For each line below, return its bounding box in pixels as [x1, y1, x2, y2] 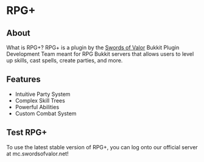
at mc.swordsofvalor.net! [6, 150, 69, 157]
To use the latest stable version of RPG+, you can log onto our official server [6, 143, 198, 150]
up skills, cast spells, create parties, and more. [6, 57, 123, 64]
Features [6, 74, 41, 85]
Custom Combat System [15, 110, 77, 117]
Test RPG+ [6, 127, 47, 138]
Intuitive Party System [15, 90, 71, 98]
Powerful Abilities [15, 103, 60, 110]
